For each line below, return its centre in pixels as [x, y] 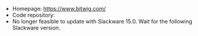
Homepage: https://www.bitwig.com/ [59, 9]
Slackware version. [36, 28]
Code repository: [33, 15]
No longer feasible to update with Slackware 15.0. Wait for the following [102, 21]
